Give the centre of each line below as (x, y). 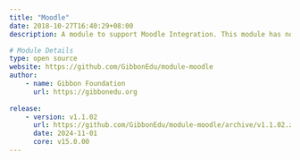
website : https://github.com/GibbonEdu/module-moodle (112, 67)
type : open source (43, 59)
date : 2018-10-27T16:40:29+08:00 (71, 26)
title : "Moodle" (39, 17)
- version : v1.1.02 (62, 117)
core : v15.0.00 (61, 142)
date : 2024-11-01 (65, 134)
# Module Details (42, 50)
